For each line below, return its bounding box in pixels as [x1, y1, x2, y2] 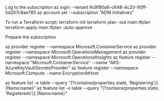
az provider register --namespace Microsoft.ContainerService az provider [5, 44, 157, 49]
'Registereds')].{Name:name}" [5, 91, 67, 96]
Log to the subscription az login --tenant [5, 4, 89, 10]
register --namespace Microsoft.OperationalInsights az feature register [5, 54, 151, 60]
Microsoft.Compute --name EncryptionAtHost [5, 70, 99, 76]
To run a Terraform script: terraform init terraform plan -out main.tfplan [5, 19, 151, 25]
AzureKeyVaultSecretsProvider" [5, 65, 71, 71]
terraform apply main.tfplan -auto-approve [5, 24, 93, 30]
